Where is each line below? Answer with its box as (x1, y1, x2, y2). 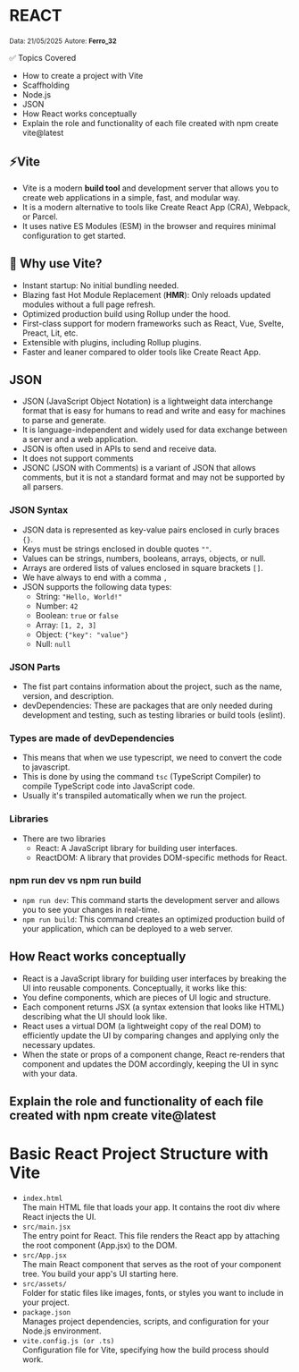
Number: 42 (35, 601, 79, 611)
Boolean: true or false (35, 609, 119, 620)
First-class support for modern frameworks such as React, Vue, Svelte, (21, 318, 284, 328)
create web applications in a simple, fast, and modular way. (21, 192, 241, 202)
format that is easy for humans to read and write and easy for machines (21, 405, 286, 416)
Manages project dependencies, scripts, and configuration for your (21, 1317, 270, 1326)
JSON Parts (9, 660, 61, 673)
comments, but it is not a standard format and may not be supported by (21, 472, 286, 483)
